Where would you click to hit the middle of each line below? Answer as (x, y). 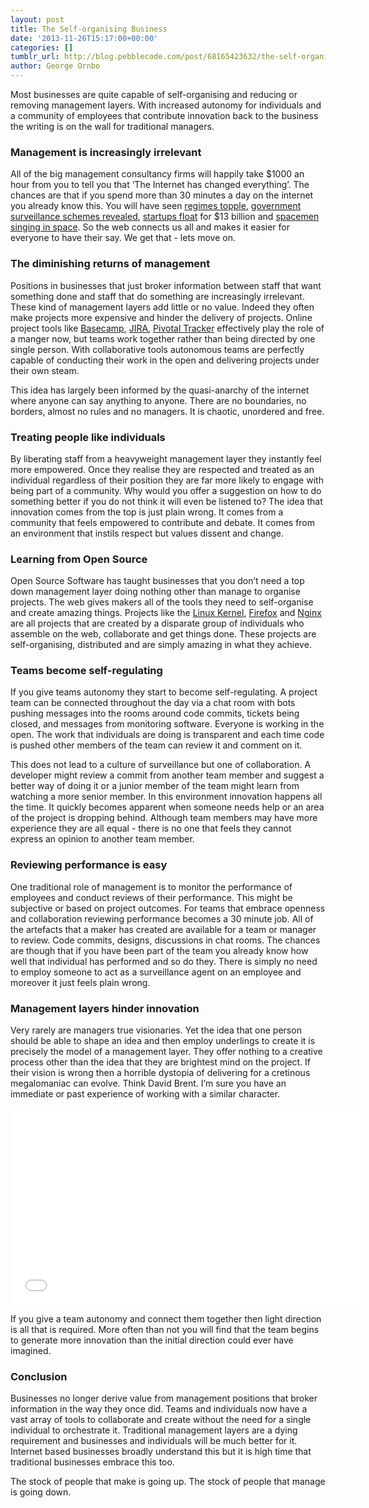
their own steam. (45, 370)
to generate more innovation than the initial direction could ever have (152, 1340)
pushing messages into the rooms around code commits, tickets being (155, 713)
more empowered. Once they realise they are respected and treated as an (162, 469)
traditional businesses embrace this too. (92, 1462)
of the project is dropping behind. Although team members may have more (164, 818)
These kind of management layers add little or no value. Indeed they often (162, 307)
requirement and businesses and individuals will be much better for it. (154, 1441)
